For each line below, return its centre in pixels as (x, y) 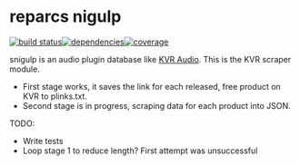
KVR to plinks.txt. (55, 96)
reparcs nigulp (65, 17)
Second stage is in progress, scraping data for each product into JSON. (156, 105)
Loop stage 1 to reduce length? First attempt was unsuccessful (140, 150)
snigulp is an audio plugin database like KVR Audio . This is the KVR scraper (150, 59)
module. (25, 69)
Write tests (43, 141)
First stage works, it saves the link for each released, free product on (152, 86)
